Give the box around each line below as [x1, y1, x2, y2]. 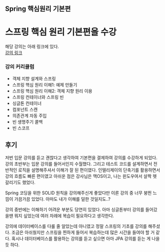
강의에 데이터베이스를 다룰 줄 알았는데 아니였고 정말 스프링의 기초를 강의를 [5, 223, 147, 229]
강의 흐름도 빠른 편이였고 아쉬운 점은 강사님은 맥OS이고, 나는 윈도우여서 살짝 [5, 173, 152, 179]
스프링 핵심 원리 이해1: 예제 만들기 [12, 82, 77, 87]
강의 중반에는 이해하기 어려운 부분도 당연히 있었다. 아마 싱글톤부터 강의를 [5, 207, 144, 212]
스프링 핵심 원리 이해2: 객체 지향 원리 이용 [12, 88, 93, 94]
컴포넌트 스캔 [12, 106, 38, 112]
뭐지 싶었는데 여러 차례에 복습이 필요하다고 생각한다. [14, 213, 114, 219]
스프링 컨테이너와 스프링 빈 [12, 94, 64, 100]
